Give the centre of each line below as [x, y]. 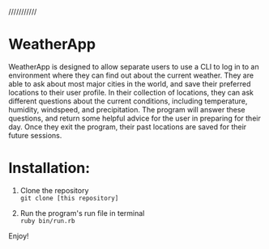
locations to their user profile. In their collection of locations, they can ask [131, 92]
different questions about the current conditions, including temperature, [128, 101]
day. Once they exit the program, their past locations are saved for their [128, 127]
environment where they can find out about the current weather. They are [131, 75]
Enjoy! [19, 236]
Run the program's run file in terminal [82, 213]
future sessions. [35, 135]
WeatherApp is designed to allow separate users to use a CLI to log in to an [134, 66]
